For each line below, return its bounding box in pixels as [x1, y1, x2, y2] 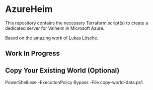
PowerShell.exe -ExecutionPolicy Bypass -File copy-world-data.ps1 [5, 80, 143, 86]
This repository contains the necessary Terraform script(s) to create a [5, 20, 148, 26]
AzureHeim [5, 3, 53, 15]
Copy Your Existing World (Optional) [5, 66, 120, 75]
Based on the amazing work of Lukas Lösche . [5, 35, 99, 41]
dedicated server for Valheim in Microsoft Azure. [5, 25, 105, 31]
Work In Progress [5, 49, 60, 58]
